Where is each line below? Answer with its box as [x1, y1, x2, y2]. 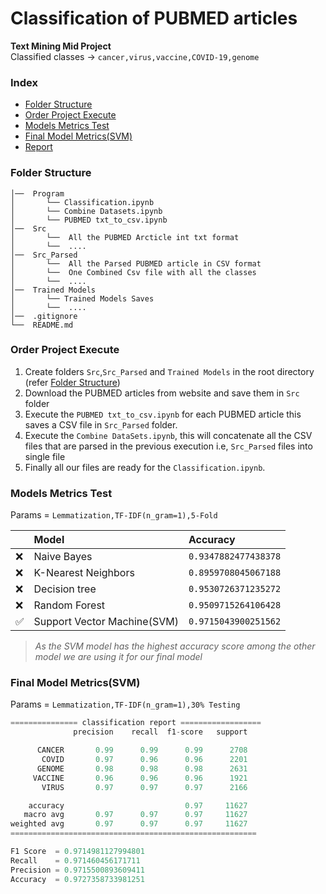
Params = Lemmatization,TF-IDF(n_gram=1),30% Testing [10, 698, 241, 711]
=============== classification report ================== [10, 718, 262, 728]
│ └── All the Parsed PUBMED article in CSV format [10, 258, 262, 269]
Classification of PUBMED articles [10, 7, 298, 30]
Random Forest [33, 598, 106, 612]
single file [24, 450, 66, 462]
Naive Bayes [33, 550, 93, 564]
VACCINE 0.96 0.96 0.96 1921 [32, 773, 248, 783]
